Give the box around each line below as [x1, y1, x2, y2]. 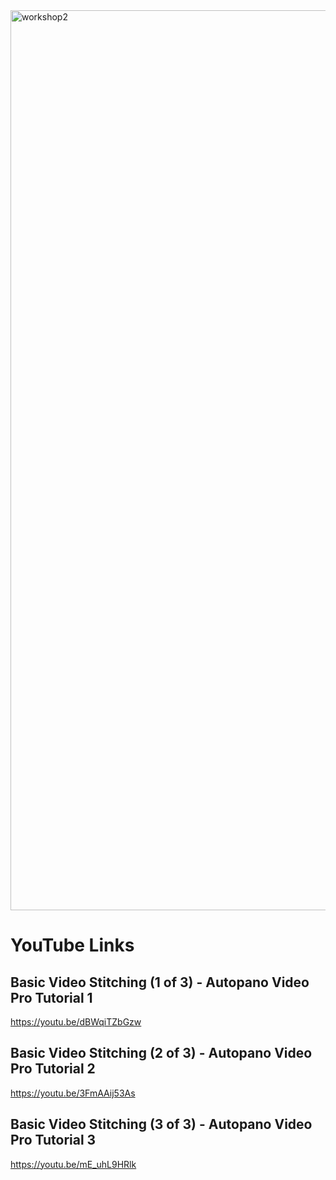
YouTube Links [10, 934, 135, 957]
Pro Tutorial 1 [10, 989, 93, 1006]
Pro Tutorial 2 [10, 1060, 96, 1078]
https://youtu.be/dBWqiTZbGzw [10, 1016, 142, 1028]
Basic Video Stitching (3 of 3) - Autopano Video [10, 1116, 313, 1133]
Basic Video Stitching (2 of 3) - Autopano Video [10, 1045, 313, 1062]
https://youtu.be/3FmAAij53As [10, 1087, 136, 1099]
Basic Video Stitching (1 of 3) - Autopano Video [10, 974, 310, 991]
